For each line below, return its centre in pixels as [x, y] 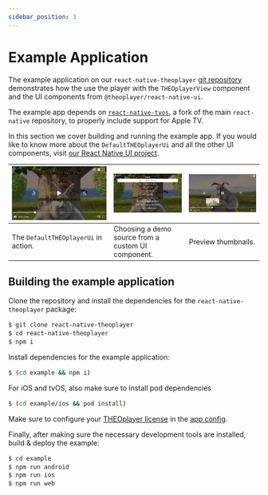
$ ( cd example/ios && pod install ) [67, 403]
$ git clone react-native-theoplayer [71, 325]
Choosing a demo [142, 229]
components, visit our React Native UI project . [84, 152]
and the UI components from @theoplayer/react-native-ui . [106, 97]
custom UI [130, 246]
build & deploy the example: [54, 442]
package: [61, 309]
